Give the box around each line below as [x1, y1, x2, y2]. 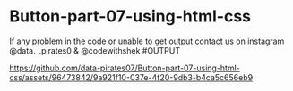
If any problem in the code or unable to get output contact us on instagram [9, 36, 285, 46]
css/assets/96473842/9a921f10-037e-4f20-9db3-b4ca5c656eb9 [9, 71, 254, 82]
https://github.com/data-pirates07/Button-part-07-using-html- [9, 62, 240, 73]
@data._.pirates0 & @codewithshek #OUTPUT [9, 45, 181, 55]
